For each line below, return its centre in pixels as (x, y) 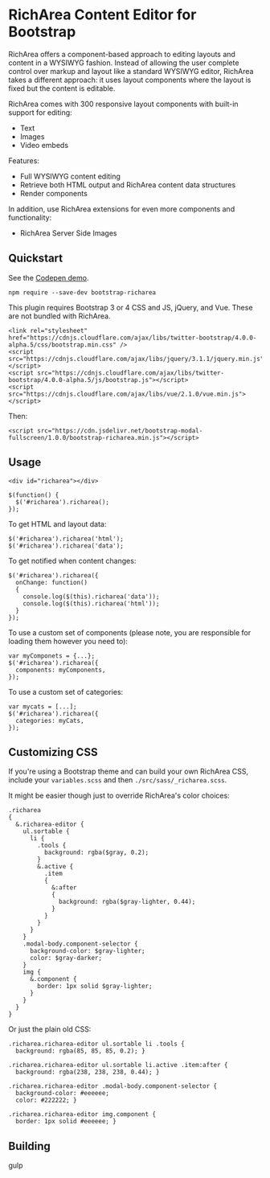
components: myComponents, (61, 670)
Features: (24, 160)
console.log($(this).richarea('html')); (91, 603)
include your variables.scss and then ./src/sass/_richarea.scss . (118, 780)
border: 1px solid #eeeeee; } (66, 1122)
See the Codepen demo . (49, 277)
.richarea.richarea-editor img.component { (82, 1114)
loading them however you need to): (68, 641)
